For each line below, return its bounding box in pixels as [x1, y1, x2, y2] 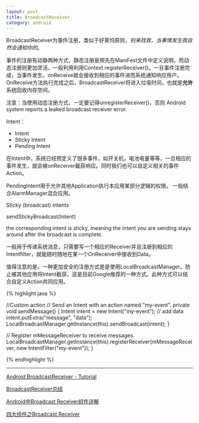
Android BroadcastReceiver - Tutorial [6, 373, 97, 380]
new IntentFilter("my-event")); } [17, 345, 94, 352]
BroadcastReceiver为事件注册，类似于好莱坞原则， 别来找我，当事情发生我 [6, 37, 188, 44]
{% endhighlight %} [6, 356, 54, 363]
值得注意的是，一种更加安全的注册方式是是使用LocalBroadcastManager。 [6, 263, 185, 270]
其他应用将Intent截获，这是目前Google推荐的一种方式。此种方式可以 [16, 271, 183, 278]
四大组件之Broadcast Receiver [6, 411, 80, 418]
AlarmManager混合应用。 [11, 190, 74, 197]
